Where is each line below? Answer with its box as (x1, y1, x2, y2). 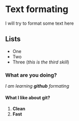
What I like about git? (5, 94, 50, 100)
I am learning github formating (5, 83, 69, 89)
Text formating (5, 4, 69, 15)
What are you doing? (5, 72, 57, 79)
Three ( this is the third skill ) (12, 59, 69, 65)
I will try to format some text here (5, 20, 74, 26)
